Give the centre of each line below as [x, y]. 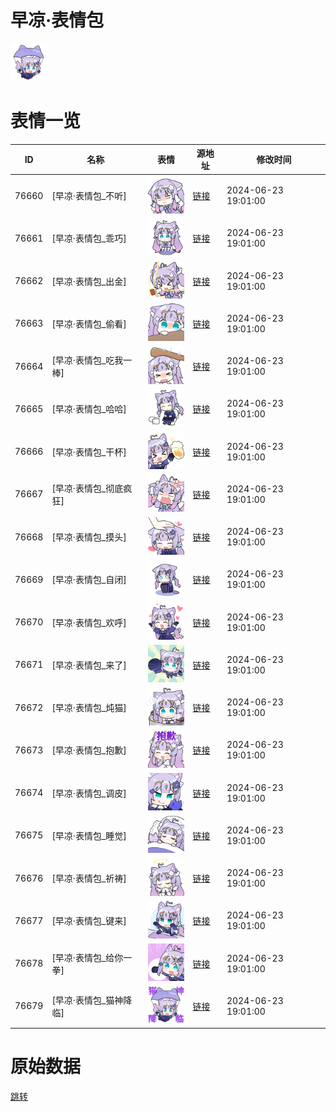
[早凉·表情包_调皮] [89, 793]
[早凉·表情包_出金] [89, 281]
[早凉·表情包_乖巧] [89, 238]
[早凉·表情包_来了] [89, 665]
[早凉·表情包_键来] [89, 921]
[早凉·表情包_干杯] [89, 452]
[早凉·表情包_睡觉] [89, 835]
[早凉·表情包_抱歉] [89, 750]
